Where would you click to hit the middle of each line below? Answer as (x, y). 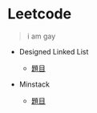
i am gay (41, 36)
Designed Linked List (54, 51)
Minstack (34, 84)
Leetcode (40, 14)
